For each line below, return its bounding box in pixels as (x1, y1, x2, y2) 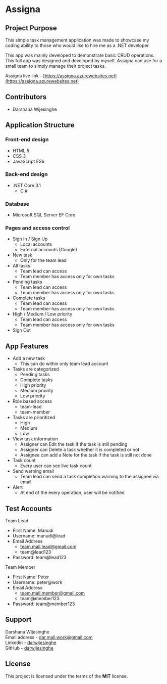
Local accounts (20, 241, 52, 247)
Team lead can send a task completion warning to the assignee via (20, 474, 159, 480)
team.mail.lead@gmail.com (20, 543, 77, 550)
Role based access (12, 398, 52, 404)
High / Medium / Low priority (12, 311, 73, 317)
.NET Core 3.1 (12, 182, 41, 188)
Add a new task (12, 355, 45, 361)
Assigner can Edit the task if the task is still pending (20, 441, 128, 447)
